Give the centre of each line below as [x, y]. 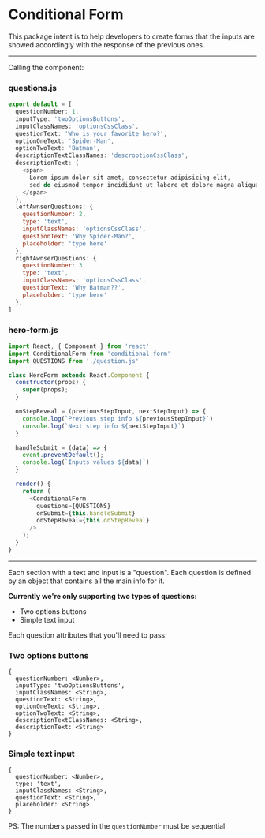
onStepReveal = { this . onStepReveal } [93, 521]
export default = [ [40, 104]
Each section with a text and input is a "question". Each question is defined [130, 572]
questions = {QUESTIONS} [74, 506]
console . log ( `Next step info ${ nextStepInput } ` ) [104, 426]
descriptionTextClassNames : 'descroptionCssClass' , [102, 155]
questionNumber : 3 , [54, 266]
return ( [37, 491]
